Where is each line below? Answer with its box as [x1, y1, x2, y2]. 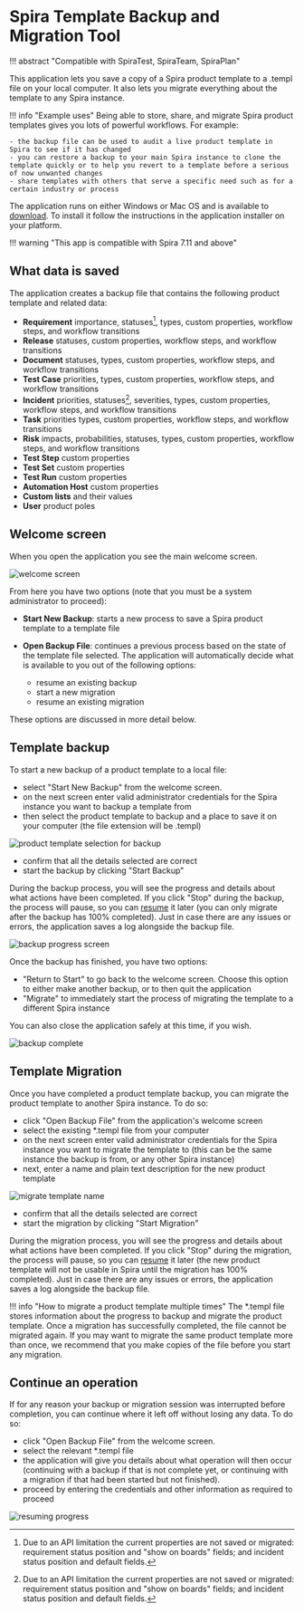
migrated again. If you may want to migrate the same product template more [9, 1330, 294, 1340]
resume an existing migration [35, 696, 145, 707]
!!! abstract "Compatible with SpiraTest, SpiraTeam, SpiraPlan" [9, 55, 241, 66]
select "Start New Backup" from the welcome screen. [22, 782, 223, 792]
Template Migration [9, 1064, 122, 1080]
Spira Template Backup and [9, 6, 220, 27]
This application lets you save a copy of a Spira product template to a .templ [9, 72, 293, 83]
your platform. [9, 219, 62, 230]
